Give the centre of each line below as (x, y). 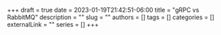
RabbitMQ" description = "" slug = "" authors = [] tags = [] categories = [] (111, 17)
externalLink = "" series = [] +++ (53, 24)
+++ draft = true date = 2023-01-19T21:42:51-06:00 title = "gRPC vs (103, 10)
